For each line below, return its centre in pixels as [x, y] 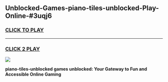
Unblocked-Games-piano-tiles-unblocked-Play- [82, 8]
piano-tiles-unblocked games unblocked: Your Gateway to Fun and [76, 69]
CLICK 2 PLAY [22, 49]
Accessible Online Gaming [33, 74]
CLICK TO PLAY [24, 30]
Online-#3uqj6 [29, 16]
